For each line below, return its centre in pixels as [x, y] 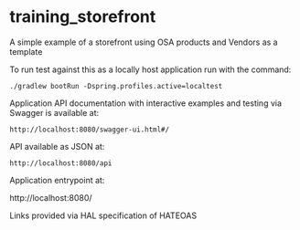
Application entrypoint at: [57, 180]
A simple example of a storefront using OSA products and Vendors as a [144, 42]
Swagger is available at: [54, 112]
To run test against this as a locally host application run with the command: [150, 69]
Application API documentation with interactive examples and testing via [145, 103]
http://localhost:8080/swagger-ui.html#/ [90, 130]
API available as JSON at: [57, 146]
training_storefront [83, 17]
